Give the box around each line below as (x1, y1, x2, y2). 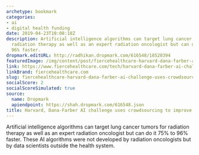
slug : (6, 74, 20, 80)
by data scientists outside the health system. (6, 142, 115, 149)
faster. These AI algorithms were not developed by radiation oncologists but (6, 136, 191, 143)
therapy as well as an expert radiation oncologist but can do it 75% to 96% (6, 130, 188, 137)
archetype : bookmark (6, 8, 57, 15)
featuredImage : (6, 58, 44, 64)
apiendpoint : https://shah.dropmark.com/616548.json (11, 101, 145, 108)
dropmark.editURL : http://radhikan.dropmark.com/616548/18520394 (6, 52, 171, 58)
